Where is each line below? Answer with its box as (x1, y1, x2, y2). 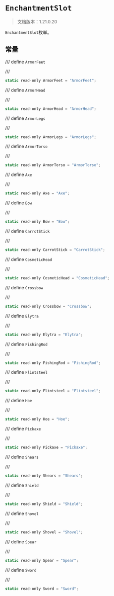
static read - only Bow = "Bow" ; (5, 219, 70, 224)
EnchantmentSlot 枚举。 (5, 29, 52, 35)
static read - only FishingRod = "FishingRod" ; (5, 360, 101, 365)
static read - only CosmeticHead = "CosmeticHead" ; (5, 275, 110, 280)
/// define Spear (5, 538, 37, 545)
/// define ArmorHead (5, 87, 46, 93)
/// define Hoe (5, 398, 32, 404)
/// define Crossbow (5, 284, 44, 290)
